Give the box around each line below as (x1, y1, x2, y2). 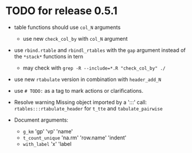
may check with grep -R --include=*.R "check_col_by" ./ (22, 64, 166, 71)
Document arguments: (14, 116, 69, 123)
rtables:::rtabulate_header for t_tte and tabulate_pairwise (14, 105, 163, 112)
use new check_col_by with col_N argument (22, 35, 128, 42)
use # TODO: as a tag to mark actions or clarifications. (14, 87, 144, 94)
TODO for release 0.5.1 (5, 4, 118, 18)
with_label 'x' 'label (22, 140, 72, 147)
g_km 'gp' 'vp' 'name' (22, 128, 73, 135)
